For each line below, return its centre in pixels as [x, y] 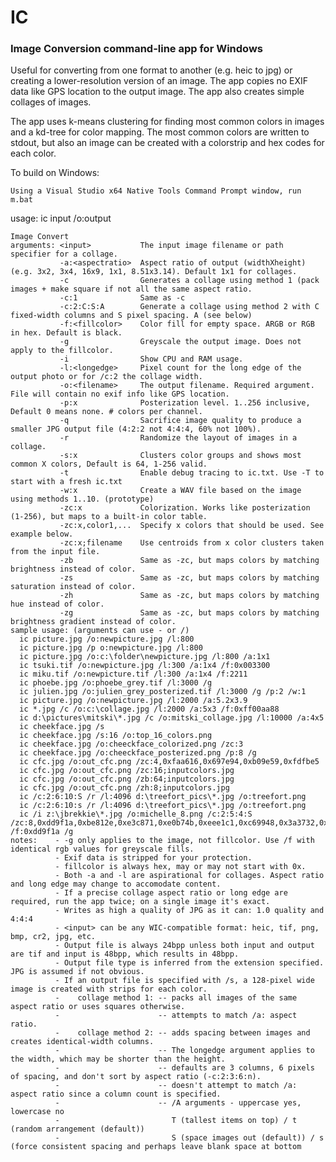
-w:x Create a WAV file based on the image [180, 491]
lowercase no [37, 1112]
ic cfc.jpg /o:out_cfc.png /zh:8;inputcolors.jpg [124, 788]
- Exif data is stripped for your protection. [153, 858]
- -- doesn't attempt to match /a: [176, 1086]
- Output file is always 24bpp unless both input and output [184, 946]
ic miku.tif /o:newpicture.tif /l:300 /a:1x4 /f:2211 [133, 674]
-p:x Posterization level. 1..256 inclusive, [185, 403]
